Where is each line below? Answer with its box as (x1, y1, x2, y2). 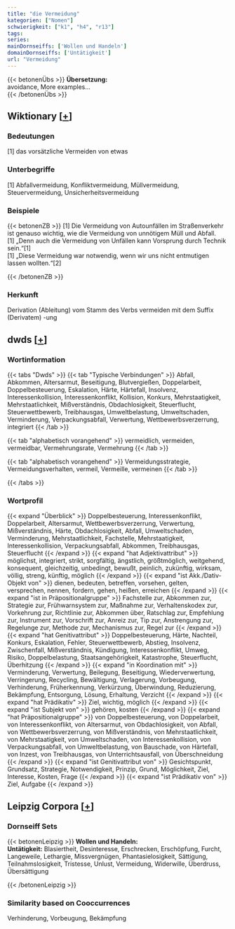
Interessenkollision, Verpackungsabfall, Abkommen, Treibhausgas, (7, 541, 200, 550)
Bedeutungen (7, 131, 55, 141)
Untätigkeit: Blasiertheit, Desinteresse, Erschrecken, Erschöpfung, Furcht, (7, 845, 222, 853)
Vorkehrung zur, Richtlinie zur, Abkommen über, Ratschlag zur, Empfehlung (7, 609, 224, 617)
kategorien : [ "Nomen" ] (7, 17, 74, 24)
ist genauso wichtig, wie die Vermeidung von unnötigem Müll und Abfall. (7, 229, 216, 238)
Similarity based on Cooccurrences (7, 898, 130, 908)
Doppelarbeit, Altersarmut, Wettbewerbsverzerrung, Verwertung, (7, 520, 195, 528)
